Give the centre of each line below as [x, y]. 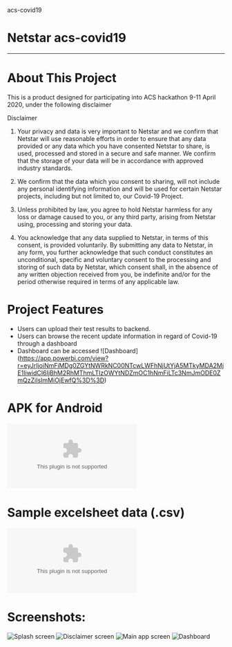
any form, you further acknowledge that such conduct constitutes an [115, 252]
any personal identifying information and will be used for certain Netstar [119, 189]
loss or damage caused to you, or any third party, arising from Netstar [116, 216]
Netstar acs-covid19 [67, 38]
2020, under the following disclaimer [59, 104]
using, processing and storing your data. [75, 224]
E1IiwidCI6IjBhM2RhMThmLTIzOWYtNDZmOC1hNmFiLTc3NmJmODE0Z [119, 373]
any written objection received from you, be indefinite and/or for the [114, 274]
